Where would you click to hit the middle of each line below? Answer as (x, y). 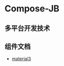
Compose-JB (32, 9)
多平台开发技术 (27, 28)
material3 (21, 59)
